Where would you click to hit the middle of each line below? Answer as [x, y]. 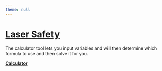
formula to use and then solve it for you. [47, 53]
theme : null [18, 10]
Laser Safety [33, 34]
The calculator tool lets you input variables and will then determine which [81, 48]
